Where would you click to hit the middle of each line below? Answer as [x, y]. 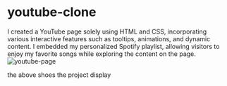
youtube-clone [52, 12]
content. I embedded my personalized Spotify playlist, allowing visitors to [114, 46]
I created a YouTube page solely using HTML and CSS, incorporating [107, 31]
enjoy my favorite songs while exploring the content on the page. [102, 54]
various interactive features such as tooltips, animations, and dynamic [109, 38]
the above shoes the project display [59, 75]
